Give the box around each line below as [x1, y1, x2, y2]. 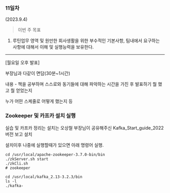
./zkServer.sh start [5, 156, 49, 162]
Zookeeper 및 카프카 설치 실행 [5, 112, 76, 119]
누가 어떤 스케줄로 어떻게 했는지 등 [5, 98, 73, 105]
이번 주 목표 [17, 27, 41, 33]
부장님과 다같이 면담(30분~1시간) [5, 70, 71, 77]
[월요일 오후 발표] [5, 59, 40, 66]
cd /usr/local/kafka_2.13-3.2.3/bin [5, 174, 82, 179]
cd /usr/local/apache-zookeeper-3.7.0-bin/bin [5, 152, 105, 157]
